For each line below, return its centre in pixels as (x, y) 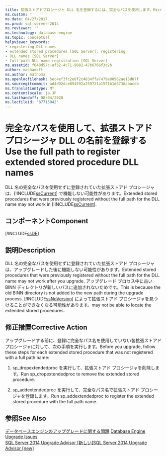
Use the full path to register (63, 152)
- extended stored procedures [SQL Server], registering (65, 51)
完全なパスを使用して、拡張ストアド (79, 129)
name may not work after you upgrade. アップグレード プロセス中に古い (79, 281)
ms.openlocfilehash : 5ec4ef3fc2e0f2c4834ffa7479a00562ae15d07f (72, 79)
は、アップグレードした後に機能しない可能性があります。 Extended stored (81, 270)
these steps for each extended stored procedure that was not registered (79, 352)
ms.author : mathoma (25, 75)
